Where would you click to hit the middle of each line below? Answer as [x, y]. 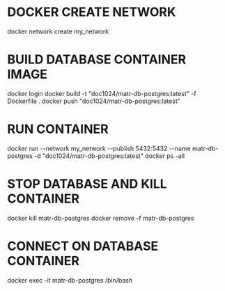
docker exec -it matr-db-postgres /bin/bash [70, 280]
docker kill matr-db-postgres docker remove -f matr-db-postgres [101, 218]
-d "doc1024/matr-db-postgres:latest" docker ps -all [109, 156]
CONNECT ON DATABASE [83, 246]
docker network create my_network [58, 31]
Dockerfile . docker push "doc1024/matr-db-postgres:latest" [94, 101]
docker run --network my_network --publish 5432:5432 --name [99, 148]
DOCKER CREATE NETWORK [92, 12]
